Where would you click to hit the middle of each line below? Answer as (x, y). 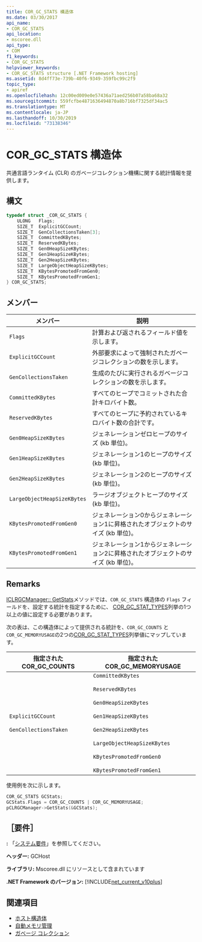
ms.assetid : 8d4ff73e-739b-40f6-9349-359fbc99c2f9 (71, 79)
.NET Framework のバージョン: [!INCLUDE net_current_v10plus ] (84, 882)
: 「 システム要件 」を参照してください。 (55, 843)
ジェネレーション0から (124, 515)
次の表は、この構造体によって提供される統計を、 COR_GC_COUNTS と (87, 627)
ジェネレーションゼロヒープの (134, 434)
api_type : (19, 46)
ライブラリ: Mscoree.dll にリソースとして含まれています (76, 869)
